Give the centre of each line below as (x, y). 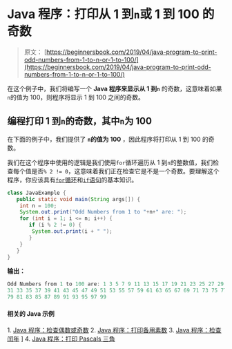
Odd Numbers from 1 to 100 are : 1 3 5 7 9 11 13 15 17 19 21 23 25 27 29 (116, 284)
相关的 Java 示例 (31, 313)
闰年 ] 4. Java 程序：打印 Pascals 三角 (61, 339)
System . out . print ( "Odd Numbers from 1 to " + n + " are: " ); (103, 212)
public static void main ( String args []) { (78, 199)
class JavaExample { (37, 193)
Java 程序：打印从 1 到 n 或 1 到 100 (104, 14)
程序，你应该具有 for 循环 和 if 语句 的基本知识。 (72, 180)
